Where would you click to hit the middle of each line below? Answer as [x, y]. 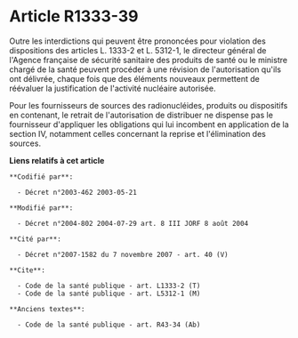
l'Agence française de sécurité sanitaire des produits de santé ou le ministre [148, 60]
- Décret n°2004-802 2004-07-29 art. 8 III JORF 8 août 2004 [133, 223]
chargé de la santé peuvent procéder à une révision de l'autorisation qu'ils [145, 69]
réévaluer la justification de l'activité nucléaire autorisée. [113, 88]
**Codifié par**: [41, 177]
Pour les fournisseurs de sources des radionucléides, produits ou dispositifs [149, 105]
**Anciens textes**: [48, 309]
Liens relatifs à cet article [57, 160]
